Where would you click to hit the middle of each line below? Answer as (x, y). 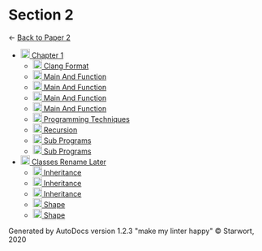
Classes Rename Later (69, 162)
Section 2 (41, 15)
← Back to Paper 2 (39, 37)
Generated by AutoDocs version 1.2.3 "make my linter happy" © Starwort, (131, 231)
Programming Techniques (86, 119)
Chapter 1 (47, 55)
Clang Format (66, 66)
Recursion (60, 130)
